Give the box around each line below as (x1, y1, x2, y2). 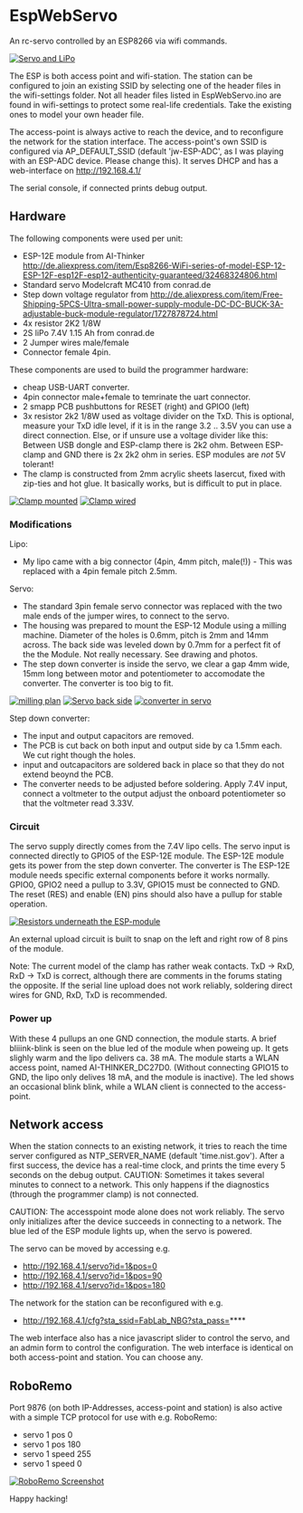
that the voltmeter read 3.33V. (22, 798, 134, 809)
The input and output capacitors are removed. (22, 731, 194, 742)
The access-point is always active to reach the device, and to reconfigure (9, 126, 284, 137)
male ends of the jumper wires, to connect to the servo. (22, 610, 230, 621)
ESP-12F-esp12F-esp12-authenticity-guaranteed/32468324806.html (22, 269, 278, 281)
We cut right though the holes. (22, 750, 136, 761)
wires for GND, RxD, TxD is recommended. (9, 990, 167, 1001)
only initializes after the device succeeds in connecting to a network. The (9, 1216, 282, 1227)
